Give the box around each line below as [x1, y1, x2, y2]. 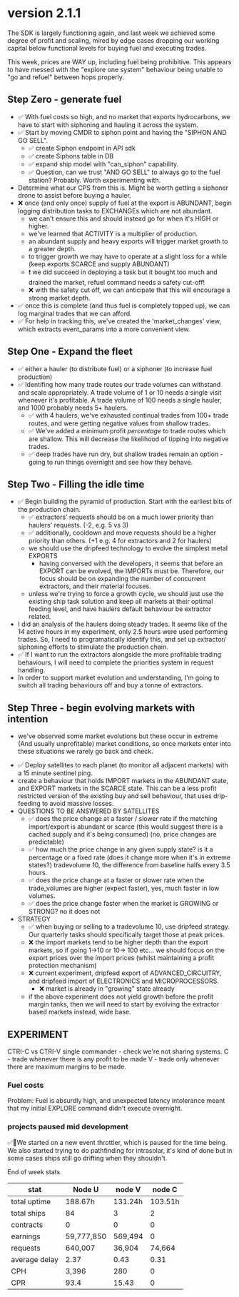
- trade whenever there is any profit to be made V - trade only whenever [7, 1055, 220, 1063]
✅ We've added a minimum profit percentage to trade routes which [28, 426, 226, 435]
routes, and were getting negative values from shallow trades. [28, 419, 210, 428]
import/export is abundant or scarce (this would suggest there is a [28, 822, 223, 831]
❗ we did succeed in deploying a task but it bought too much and [28, 268, 218, 276]
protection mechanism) [28, 962, 97, 970]
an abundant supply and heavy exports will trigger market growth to [28, 237, 228, 246]
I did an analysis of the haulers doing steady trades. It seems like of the [17, 620, 228, 629]
